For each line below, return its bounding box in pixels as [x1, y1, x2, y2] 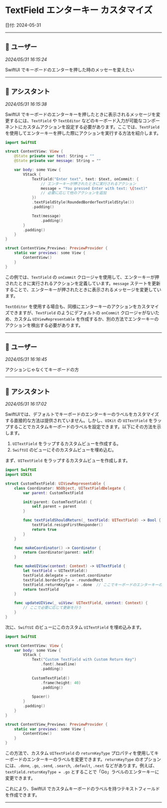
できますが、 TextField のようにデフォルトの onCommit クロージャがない [9, 309, 156, 315]
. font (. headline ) [40, 662, 77, 667]
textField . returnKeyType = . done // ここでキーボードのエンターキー [23, 582, 159, 587]
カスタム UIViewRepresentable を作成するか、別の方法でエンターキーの [13, 316, 159, 322]
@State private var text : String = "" [14, 153, 94, 159]
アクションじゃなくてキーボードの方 [5, 367, 79, 373]
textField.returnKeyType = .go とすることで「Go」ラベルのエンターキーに [5, 769, 160, 775]
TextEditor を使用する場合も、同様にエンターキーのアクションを [5, 303, 138, 309]
